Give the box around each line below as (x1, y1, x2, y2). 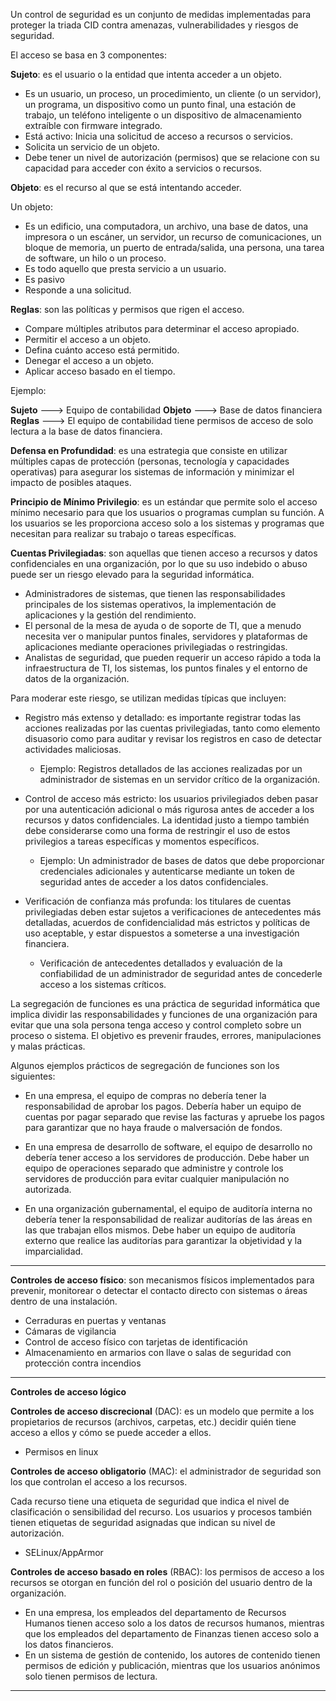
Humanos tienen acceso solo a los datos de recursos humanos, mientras (24, 1617, 325, 1629)
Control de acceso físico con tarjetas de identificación (24, 1336, 248, 1348)
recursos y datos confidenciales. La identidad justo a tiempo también (24, 814, 310, 826)
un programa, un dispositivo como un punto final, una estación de (24, 99, 297, 110)
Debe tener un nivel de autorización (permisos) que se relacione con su (24, 152, 320, 163)
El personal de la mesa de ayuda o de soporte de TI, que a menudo (24, 620, 302, 631)
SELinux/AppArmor (24, 1547, 104, 1558)
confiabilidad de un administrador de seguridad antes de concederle (39, 968, 323, 979)
